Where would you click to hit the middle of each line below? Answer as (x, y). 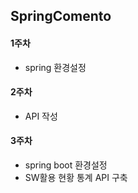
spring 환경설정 (55, 67)
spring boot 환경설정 (66, 165)
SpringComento (61, 16)
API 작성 (41, 116)
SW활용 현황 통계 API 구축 (76, 177)
